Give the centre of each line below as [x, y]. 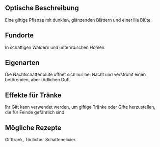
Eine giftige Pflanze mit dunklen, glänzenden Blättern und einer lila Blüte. [79, 20]
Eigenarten [22, 63]
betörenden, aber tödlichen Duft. [38, 80]
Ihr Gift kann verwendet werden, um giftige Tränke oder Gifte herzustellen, [80, 107]
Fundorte [19, 36]
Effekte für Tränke [33, 95]
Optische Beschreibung [42, 8]
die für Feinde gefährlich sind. [35, 112]
